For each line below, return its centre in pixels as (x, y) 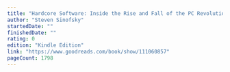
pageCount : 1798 (30, 58)
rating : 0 (21, 39)
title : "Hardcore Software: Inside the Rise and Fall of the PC (101, 13)
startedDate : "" (30, 26)
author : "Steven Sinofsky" (46, 20)
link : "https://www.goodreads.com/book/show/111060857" (88, 52)
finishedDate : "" (32, 33)
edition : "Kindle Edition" (46, 45)
